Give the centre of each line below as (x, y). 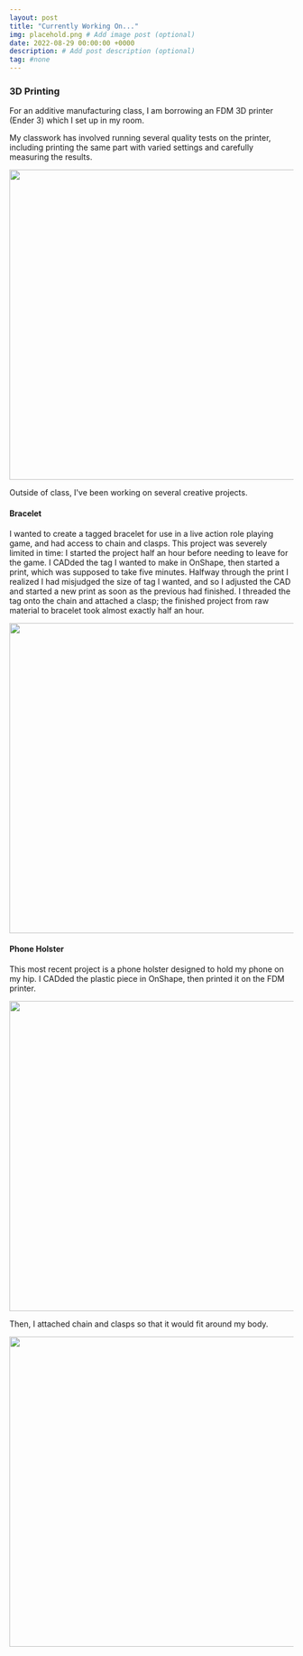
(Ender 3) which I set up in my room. (77, 120)
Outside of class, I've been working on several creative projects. (129, 493)
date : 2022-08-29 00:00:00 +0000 (72, 43)
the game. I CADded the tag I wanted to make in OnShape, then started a (145, 562)
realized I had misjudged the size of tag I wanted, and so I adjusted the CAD (150, 581)
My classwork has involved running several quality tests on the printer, (140, 138)
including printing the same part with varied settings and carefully (132, 148)
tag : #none (30, 60)
